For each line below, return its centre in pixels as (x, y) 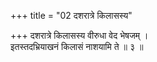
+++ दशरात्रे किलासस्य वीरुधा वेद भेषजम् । (79, 35)
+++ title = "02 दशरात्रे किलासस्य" (71, 15)
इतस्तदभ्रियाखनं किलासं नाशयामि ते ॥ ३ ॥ (77, 46)
